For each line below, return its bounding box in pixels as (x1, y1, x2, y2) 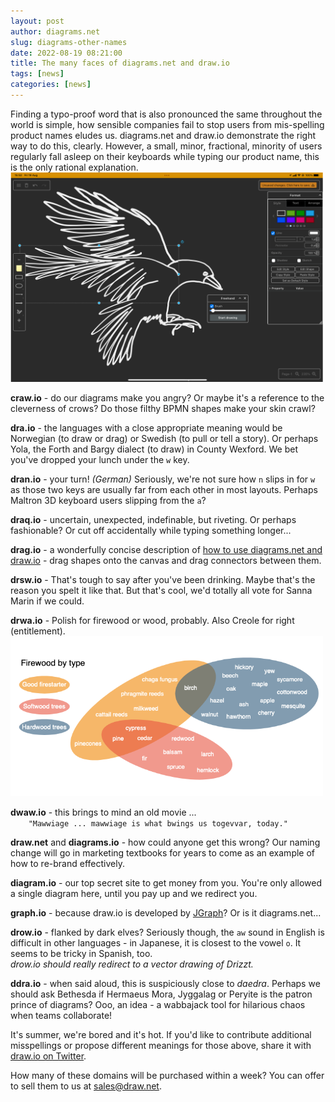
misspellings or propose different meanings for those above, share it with (10, 1039, 312, 1051)
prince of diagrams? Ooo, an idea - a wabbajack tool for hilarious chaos (10, 998, 306, 1010)
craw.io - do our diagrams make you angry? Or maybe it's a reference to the (10, 391, 325, 404)
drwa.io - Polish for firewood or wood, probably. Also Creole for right (10, 614, 295, 626)
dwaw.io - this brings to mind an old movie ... (10, 806, 197, 818)
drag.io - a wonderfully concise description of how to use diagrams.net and (10, 543, 323, 555)
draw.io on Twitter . (10, 1050, 87, 1062)
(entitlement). (10, 625, 66, 637)
